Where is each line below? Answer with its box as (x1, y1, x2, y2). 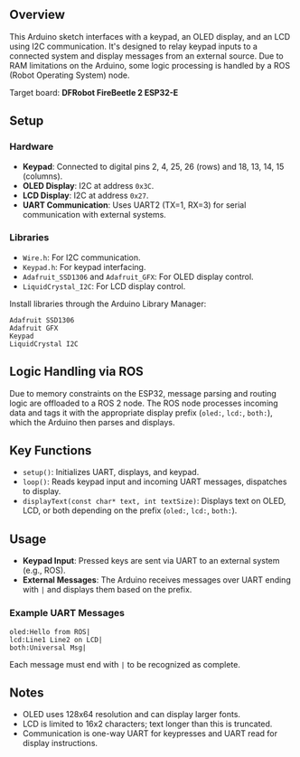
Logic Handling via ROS (9, 364, 145, 379)
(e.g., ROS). (22, 565, 66, 576)
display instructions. (22, 738, 98, 749)
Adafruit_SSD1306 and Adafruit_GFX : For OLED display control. (22, 271, 255, 282)
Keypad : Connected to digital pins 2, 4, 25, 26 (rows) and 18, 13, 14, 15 (22, 161, 285, 172)
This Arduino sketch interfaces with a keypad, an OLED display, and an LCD (9, 31, 291, 42)
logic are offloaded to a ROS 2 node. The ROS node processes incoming (9, 397, 278, 408)
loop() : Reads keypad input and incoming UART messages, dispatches (22, 476, 287, 487)
